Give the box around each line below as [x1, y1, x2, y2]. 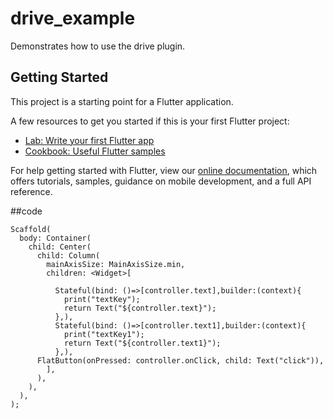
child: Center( [28, 242, 92, 252]
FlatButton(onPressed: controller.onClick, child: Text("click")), [36, 355, 325, 366]
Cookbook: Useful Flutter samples [24, 145, 166, 157]
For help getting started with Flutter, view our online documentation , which [10, 164, 318, 176]
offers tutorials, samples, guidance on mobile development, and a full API [10, 175, 312, 187]
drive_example [10, 7, 136, 30]
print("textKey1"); [63, 329, 145, 339]
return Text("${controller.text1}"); [63, 338, 222, 348]
